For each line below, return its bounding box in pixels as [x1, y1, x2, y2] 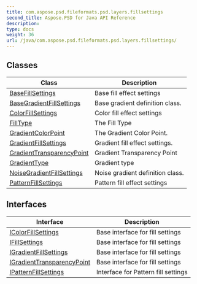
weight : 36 [6, 32, 34, 38]
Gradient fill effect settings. [95, 139, 173, 147]
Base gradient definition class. [95, 99, 182, 107]
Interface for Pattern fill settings [96, 267, 188, 276]
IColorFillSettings [9, 228, 60, 236]
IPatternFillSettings [9, 267, 64, 276]
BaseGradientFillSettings [9, 99, 81, 107]
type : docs [6, 26, 34, 33]
